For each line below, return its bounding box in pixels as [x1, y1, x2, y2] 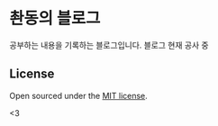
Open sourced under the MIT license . [9, 90, 149, 101]
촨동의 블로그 [9, 8, 101, 29]
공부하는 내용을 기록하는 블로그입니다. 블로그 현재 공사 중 [9, 40, 209, 50]
